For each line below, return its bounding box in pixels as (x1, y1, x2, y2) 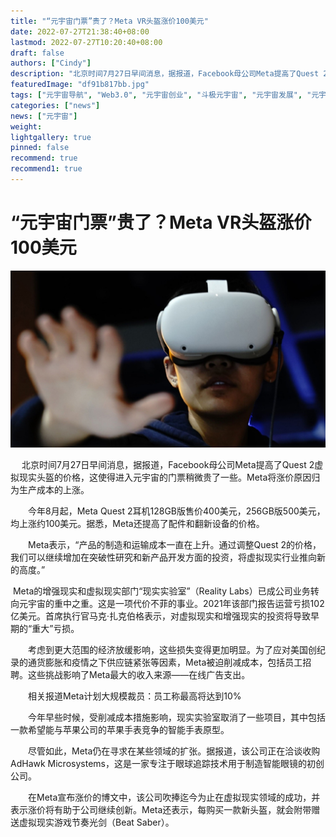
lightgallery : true (10, 132, 92, 142)
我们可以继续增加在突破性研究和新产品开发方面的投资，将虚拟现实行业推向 (10, 551, 317, 563)
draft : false (10, 48, 65, 58)
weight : (10, 121, 43, 132)
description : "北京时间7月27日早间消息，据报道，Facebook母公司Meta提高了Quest (10, 69, 320, 79)
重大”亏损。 (31, 622, 80, 634)
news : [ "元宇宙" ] (10, 111, 78, 121)
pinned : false (10, 143, 70, 153)
